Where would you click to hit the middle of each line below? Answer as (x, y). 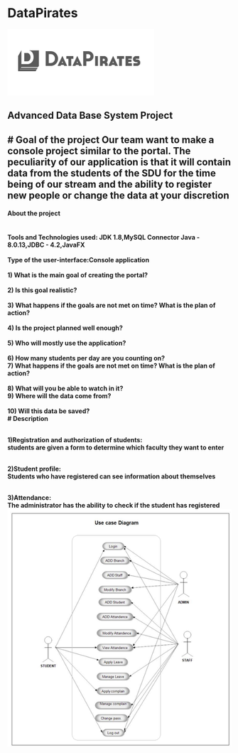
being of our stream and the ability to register (110, 184)
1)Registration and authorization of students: (75, 439)
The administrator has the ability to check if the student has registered (114, 505)
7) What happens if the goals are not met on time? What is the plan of (111, 365)
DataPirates (43, 13)
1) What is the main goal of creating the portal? (77, 274)
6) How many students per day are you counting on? (86, 358)
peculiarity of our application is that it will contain (119, 162)
